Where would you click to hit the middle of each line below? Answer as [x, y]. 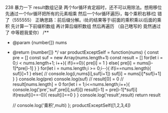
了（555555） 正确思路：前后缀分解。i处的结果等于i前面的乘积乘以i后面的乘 [83, 20]
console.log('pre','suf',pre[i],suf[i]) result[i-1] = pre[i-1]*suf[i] [75, 90]
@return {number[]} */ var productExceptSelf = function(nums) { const [86, 52]
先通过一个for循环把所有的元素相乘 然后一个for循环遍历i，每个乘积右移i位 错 [83, 14]
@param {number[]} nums [40, 42]
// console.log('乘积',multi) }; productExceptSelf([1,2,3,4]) [71, 105]
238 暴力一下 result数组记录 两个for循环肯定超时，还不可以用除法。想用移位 [83, 7]
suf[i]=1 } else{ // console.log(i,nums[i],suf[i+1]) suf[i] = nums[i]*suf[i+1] [87, 74]
